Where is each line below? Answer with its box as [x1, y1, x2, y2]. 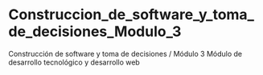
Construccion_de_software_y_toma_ [8, 6, 255, 24]
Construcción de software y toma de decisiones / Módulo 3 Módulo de [8, 49, 243, 58]
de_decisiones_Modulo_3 [8, 22, 182, 41]
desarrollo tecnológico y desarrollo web [8, 57, 141, 67]
